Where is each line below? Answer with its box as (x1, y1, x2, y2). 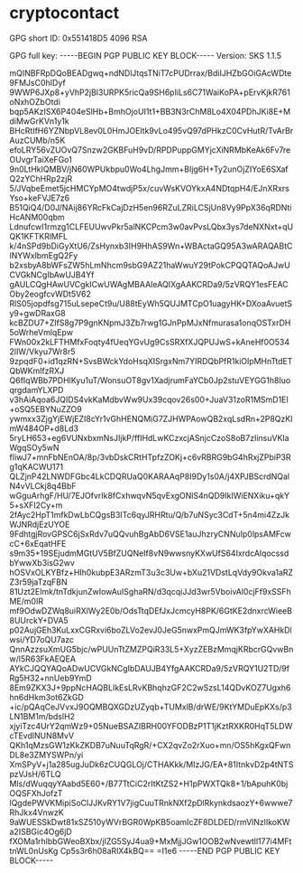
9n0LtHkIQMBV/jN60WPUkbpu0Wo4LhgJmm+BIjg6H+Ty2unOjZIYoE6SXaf (9, 164, 289, 174)
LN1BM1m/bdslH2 (9, 710, 75, 721)
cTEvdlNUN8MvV (9, 730, 75, 741)
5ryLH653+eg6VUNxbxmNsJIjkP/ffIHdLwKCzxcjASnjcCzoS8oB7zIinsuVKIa (9, 432, 290, 443)
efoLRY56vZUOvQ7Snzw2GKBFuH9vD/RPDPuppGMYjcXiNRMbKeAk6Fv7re (9, 144, 291, 155)
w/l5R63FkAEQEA (9, 653, 77, 664)
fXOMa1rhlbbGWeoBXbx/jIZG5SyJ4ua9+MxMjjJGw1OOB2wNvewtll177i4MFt (9, 835, 292, 847)
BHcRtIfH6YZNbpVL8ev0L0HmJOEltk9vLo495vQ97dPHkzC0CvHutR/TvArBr (9, 125, 294, 136)
